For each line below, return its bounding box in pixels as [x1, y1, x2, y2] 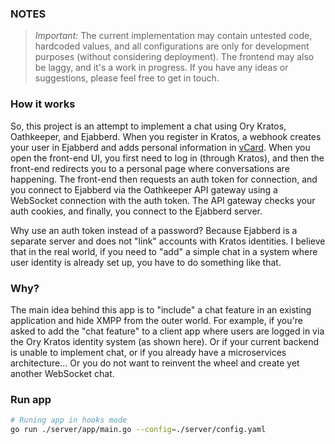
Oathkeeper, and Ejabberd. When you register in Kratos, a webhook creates [10, 130, 322, 142]
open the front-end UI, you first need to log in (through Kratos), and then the [10, 152, 325, 164]
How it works [10, 97, 76, 111]
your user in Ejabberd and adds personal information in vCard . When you [10, 141, 311, 153]
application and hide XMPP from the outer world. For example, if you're [10, 314, 303, 326]
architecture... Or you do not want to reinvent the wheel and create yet [10, 357, 300, 369]
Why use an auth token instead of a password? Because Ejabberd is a [10, 224, 298, 236]
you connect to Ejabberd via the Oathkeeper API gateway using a [10, 183, 278, 196]
